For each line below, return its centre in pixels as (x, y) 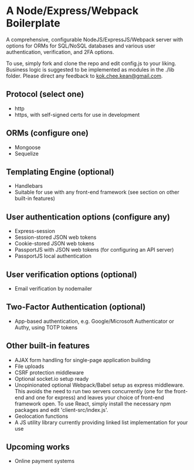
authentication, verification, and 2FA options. (60, 52)
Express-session (35, 231)
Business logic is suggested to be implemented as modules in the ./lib (90, 69)
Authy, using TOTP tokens (46, 327)
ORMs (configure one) (47, 133)
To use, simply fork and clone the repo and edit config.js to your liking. (91, 63)
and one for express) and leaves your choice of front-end (95, 397)
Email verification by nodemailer (53, 288)
